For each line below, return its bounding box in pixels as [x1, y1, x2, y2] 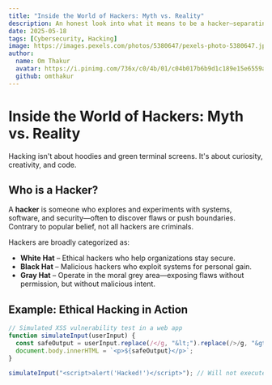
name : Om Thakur [15, 58, 70, 66]
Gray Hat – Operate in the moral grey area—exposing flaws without [19, 271, 244, 280]
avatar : [15, 65, 42, 73]
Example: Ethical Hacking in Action [8, 302, 189, 316]
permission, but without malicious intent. [19, 279, 156, 289]
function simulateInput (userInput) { [8, 332, 136, 340]
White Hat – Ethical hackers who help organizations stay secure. [19, 253, 236, 263]
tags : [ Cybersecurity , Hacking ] [8, 34, 117, 43]
